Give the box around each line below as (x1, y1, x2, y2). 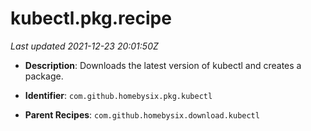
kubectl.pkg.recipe (10, 7, 172, 30)
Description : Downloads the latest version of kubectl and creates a (24, 59, 302, 71)
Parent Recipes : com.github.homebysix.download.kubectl (24, 108, 260, 121)
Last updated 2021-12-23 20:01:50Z (10, 40, 159, 52)
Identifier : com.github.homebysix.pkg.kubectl (24, 89, 213, 101)
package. (24, 70, 64, 82)
